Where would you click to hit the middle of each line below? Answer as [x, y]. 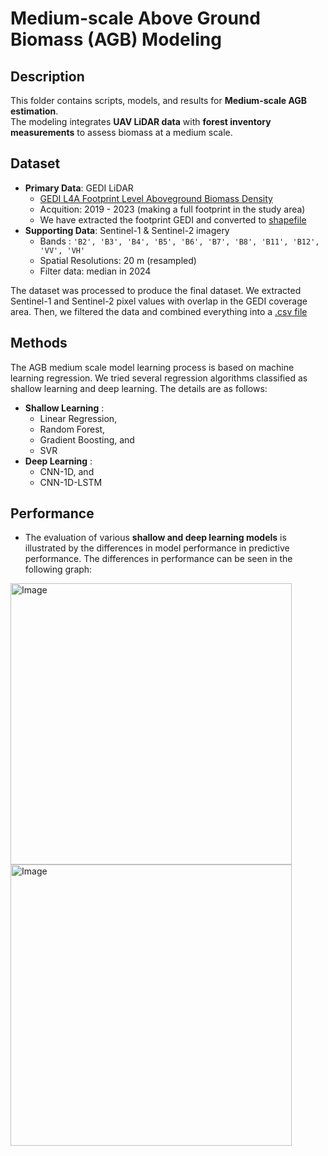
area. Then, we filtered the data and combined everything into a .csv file [159, 311]
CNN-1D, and [67, 471]
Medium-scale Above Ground [135, 18]
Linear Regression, [78, 418]
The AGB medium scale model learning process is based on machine [152, 367]
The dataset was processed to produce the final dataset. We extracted [156, 290]
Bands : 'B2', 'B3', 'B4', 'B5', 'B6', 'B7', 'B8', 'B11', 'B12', [179, 241]
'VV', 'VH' [62, 250]
